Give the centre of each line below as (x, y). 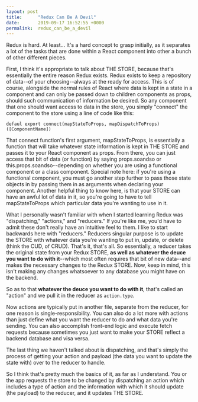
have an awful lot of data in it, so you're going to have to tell (79, 197)
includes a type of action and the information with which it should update (95, 387)
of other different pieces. (36, 58)
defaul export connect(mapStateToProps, (57, 124)
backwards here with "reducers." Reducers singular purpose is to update (95, 234)
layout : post (22, 12)
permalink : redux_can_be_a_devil (49, 28)
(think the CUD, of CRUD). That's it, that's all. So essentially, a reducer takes (99, 246)
